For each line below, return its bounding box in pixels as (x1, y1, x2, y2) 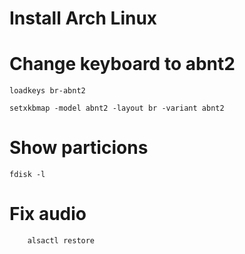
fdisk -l (9, 170, 46, 180)
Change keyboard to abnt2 (9, 53, 236, 76)
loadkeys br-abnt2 (9, 86, 86, 96)
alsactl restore (27, 236, 96, 246)
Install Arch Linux (9, 7, 158, 30)
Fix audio (9, 203, 87, 226)
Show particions (9, 137, 149, 159)
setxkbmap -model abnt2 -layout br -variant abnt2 (9, 103, 225, 114)
